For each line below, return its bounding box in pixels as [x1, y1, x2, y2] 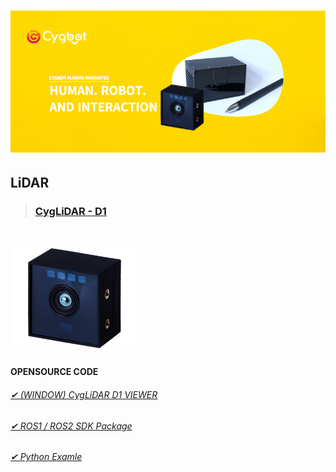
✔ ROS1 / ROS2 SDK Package [10, 420, 133, 432]
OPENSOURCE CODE [10, 366, 99, 378]
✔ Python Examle [10, 451, 83, 463]
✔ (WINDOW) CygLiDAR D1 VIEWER [10, 388, 158, 400]
